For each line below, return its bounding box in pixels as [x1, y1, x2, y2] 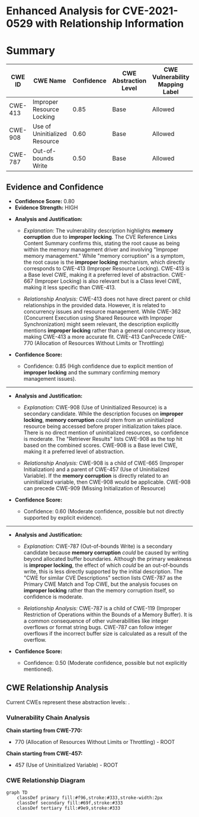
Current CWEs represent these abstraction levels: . [6, 698, 130, 705]
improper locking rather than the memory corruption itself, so [23, 586, 175, 594]
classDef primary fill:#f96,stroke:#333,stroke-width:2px [17, 795, 163, 801]
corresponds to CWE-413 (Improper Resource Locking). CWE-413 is [23, 264, 190, 272]
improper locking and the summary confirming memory [23, 368, 161, 376]
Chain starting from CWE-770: [6, 727, 83, 734]
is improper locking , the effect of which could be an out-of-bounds [23, 562, 188, 569]
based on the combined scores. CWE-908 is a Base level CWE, [23, 441, 178, 449]
